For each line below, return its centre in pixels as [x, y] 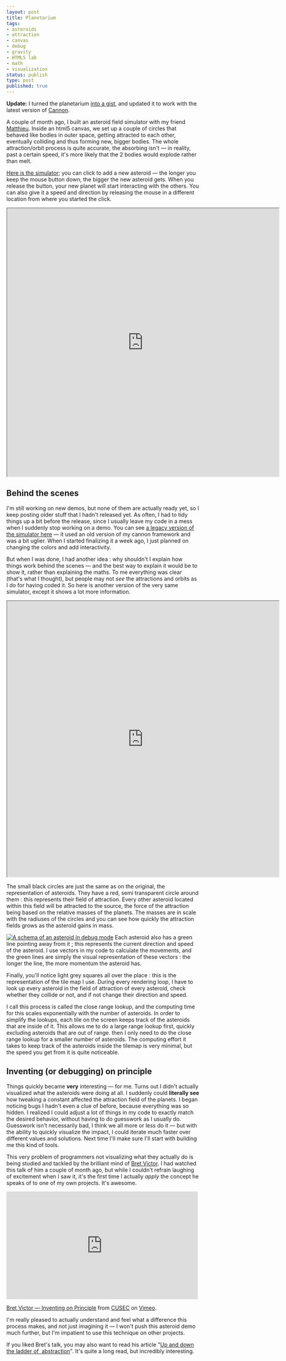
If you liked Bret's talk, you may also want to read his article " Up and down [100, 1344]
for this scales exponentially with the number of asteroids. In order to [93, 1013]
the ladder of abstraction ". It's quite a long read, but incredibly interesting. [100, 1351]
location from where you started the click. [59, 199]
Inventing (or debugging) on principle [79, 1071]
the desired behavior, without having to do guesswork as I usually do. [94, 1119]
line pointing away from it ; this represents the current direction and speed [100, 944]
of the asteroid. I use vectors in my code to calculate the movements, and [99, 950]
